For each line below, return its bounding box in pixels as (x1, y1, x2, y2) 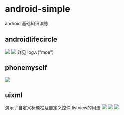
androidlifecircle (5, 35, 57, 44)
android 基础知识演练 (5, 20, 49, 26)
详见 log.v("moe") (17, 49, 54, 55)
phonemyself (5, 63, 47, 72)
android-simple (5, 3, 71, 15)
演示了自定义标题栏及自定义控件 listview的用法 (5, 105, 101, 111)
